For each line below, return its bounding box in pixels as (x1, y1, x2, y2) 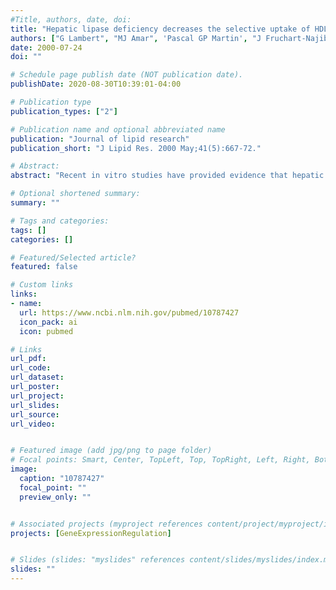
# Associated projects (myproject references (10, 519, 203, 529)
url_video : (10, 419, 56, 429)
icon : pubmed (19, 326, 74, 336)
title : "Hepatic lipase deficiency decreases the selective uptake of (10, 24, 311, 34)
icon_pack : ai (19, 317, 78, 327)
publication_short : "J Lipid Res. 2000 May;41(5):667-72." (10, 143, 262, 153)
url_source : (10, 409, 60, 420)
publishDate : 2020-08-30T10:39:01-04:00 (10, 79, 182, 90)
